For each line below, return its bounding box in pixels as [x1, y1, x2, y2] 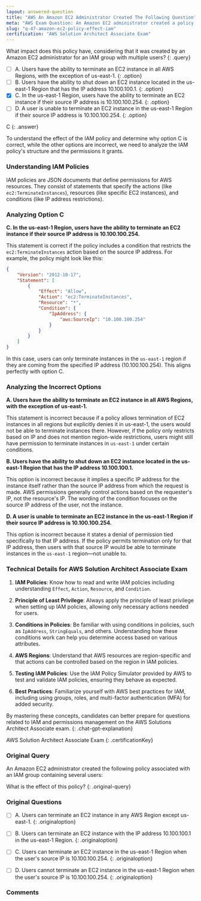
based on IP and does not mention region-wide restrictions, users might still [6, 433, 193, 441]
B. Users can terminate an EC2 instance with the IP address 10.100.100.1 [14, 830, 191, 837]
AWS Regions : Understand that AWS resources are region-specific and [14, 652, 191, 659]
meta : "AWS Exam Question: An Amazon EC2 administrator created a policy [6, 20, 194, 26]
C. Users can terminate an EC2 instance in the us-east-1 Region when [14, 848, 187, 855]
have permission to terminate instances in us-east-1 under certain [6, 440, 169, 447]
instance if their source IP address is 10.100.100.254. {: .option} [14, 98, 170, 106]
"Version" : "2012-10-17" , [17, 272, 82, 278]
